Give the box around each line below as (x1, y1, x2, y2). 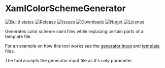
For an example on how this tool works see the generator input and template (5, 43, 160, 49)
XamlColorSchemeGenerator (5, 3, 126, 14)
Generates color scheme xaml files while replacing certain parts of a (5, 28, 144, 34)
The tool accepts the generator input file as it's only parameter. (5, 57, 133, 63)
